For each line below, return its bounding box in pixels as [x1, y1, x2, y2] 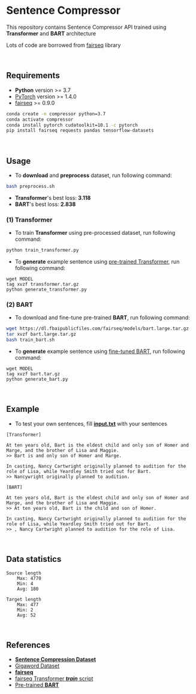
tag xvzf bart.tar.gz [6, 371, 61, 377]
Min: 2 [17, 607, 34, 613]
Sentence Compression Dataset [14, 656, 97, 663]
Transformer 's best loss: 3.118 [14, 194, 91, 201]
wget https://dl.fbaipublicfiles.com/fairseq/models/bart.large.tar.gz [6, 325, 189, 332]
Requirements [6, 70, 60, 81]
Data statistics [6, 554, 62, 564]
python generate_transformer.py [6, 286, 87, 293]
